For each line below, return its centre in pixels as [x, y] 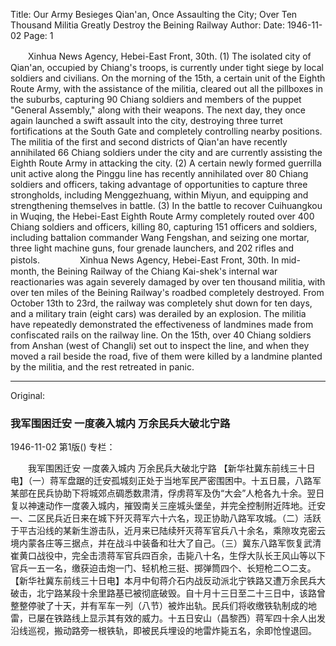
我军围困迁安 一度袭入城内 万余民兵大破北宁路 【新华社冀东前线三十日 [171, 468]
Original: [28, 395]
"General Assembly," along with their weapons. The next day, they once [158, 110]
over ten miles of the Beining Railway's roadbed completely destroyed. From [167, 292]
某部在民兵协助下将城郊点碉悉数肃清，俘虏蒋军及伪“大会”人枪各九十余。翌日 [167, 493]
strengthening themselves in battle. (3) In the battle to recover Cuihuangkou [166, 205]
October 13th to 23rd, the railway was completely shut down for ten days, [161, 303]
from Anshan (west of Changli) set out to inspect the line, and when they [160, 345]
